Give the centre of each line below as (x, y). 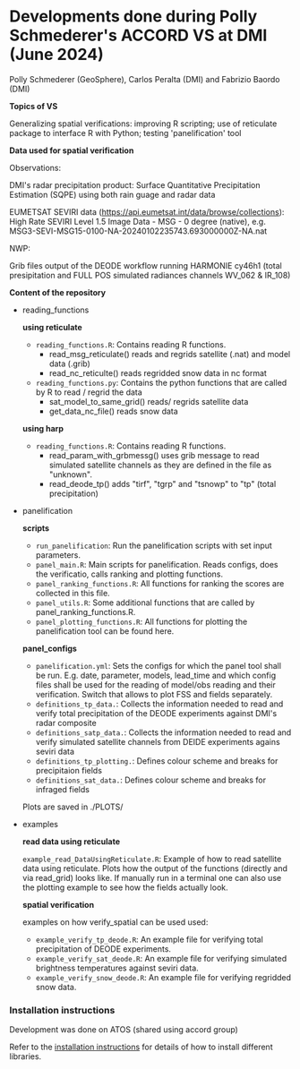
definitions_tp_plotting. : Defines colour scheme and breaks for (157, 761)
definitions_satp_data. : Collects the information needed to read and (163, 732)
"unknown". (70, 474)
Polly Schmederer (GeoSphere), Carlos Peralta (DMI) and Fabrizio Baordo (145, 79)
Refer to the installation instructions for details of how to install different (141, 1047)
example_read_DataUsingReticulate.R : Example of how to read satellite (152, 859)
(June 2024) (57, 55)
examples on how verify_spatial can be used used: (115, 922)
